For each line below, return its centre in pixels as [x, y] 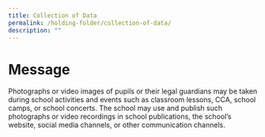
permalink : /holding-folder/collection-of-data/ [90, 23]
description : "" [35, 30]
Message [39, 69]
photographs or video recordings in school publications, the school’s [120, 116]
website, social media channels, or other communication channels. [117, 125]
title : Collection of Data [53, 15]
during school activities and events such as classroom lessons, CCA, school [132, 100]
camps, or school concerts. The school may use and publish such [115, 108]
